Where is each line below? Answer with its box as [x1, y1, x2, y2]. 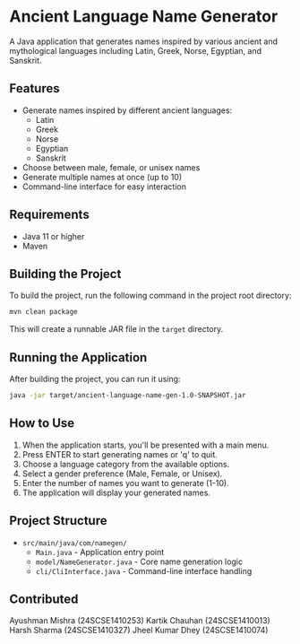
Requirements [9, 207, 90, 222]
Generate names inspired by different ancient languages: [21, 105, 233, 116]
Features [9, 81, 60, 96]
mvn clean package [9, 308, 78, 317]
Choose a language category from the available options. [21, 458, 230, 469]
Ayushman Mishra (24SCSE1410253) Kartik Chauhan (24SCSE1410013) [9, 615, 270, 626]
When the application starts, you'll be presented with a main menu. [21, 439, 270, 450]
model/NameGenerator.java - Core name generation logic [35, 556, 244, 567]
